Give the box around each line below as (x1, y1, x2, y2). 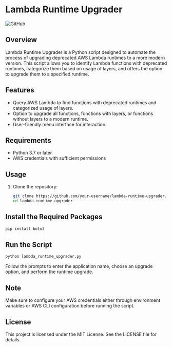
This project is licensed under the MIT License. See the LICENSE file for (5, 331, 157, 337)
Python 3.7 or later (12, 150, 52, 156)
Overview (5, 35, 37, 44)
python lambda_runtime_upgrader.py (5, 254, 82, 259)
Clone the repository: (12, 184, 58, 190)
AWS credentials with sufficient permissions (12, 155, 106, 161)
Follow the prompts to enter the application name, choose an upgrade (5, 263, 153, 269)
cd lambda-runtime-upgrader (12, 199, 73, 204)
